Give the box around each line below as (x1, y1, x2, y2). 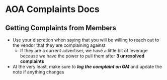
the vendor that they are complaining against (12, 42, 106, 48)
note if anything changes (12, 69, 64, 75)
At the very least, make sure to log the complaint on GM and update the (12, 64, 162, 69)
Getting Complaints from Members (5, 24, 117, 32)
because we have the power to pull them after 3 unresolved (20, 53, 145, 59)
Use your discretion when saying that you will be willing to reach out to (12, 37, 159, 43)
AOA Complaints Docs (5, 4, 100, 15)
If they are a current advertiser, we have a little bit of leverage (20, 48, 148, 53)
